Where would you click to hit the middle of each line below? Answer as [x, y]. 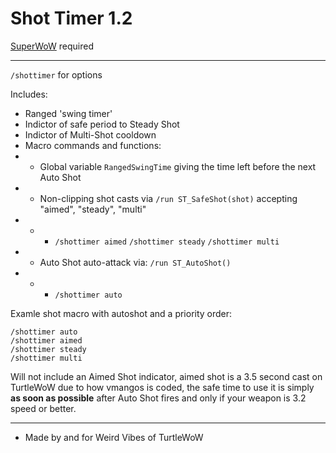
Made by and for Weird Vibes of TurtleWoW [114, 437]
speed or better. [43, 408]
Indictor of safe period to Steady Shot [102, 124]
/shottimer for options [56, 74]
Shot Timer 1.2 [71, 18]
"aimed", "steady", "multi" [93, 209]
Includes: [29, 94]
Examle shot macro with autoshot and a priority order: [121, 313]
